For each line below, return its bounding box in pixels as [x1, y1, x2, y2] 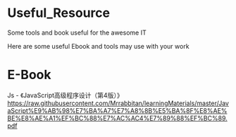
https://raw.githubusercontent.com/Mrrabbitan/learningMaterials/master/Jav [7, 99, 229, 107]
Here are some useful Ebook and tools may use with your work [7, 42, 190, 50]
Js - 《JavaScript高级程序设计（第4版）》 [7, 90, 123, 100]
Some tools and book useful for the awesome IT [7, 28, 147, 37]
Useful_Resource [7, 5, 111, 21]
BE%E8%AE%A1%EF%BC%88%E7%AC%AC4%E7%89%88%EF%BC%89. [7, 114, 228, 122]
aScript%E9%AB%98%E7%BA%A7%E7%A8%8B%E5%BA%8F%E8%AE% [7, 106, 228, 114]
